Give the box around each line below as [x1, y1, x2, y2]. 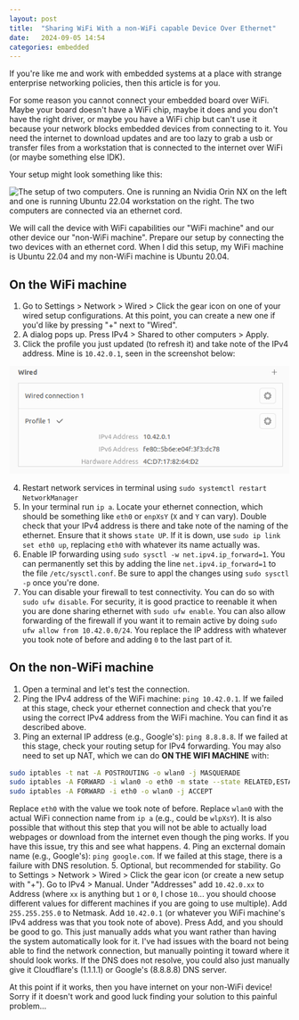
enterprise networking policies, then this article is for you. [9, 78, 221, 88]
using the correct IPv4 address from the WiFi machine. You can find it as [21, 712, 289, 723]
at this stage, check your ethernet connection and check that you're [21, 702, 271, 713]
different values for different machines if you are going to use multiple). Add [9, 898, 287, 909]
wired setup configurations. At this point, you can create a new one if [21, 311, 276, 321]
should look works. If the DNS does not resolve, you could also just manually [9, 955, 290, 966]
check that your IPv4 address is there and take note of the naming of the [21, 520, 289, 531]
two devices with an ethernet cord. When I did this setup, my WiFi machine [9, 242, 284, 253]
